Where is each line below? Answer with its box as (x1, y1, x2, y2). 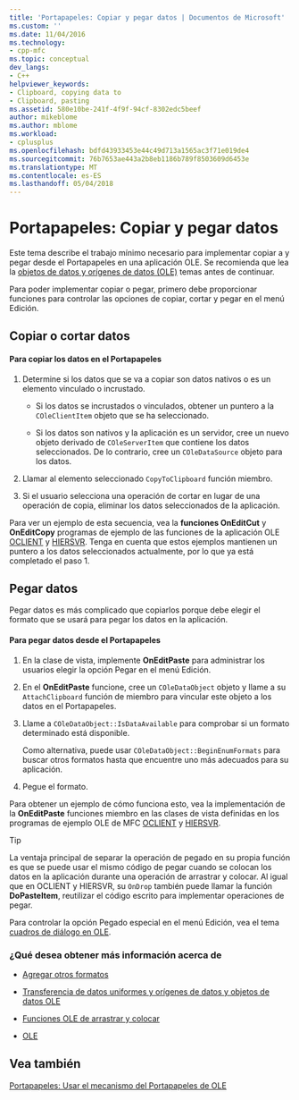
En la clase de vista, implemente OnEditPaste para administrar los (21, 655, 265, 665)
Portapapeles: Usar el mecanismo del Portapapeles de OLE (9, 1079, 228, 1091)
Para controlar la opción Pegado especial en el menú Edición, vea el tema (9, 917, 279, 927)
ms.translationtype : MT (9, 163, 98, 172)
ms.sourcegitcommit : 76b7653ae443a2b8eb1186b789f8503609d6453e (9, 154, 250, 164)
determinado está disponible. (21, 727, 130, 738)
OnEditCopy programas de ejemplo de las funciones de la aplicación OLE (9, 527, 280, 537)
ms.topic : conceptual (9, 55, 90, 63)
